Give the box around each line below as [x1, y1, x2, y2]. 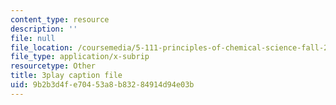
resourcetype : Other [10, 61, 97, 71]
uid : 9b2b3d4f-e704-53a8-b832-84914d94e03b [10, 80, 195, 90]
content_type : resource [10, 14, 110, 25]
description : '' [10, 24, 78, 34]
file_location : [10, 42, 74, 53]
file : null [10, 33, 56, 43]
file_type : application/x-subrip [10, 52, 150, 62]
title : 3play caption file [10, 71, 123, 81]
